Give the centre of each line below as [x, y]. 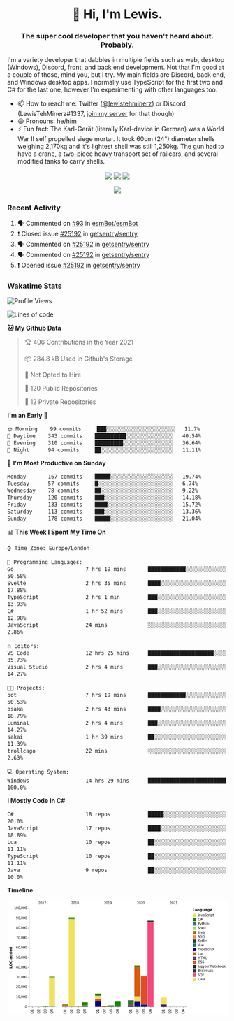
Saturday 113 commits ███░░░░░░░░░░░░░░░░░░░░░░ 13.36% [104, 512]
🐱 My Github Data [34, 328]
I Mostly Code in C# [36, 801]
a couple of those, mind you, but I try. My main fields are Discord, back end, [116, 75]
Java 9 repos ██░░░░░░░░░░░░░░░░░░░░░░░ [117, 870]
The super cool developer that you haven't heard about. [117, 36]
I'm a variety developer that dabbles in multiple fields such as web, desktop [116, 60]
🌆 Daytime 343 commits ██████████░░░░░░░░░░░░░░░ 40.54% [104, 436]
